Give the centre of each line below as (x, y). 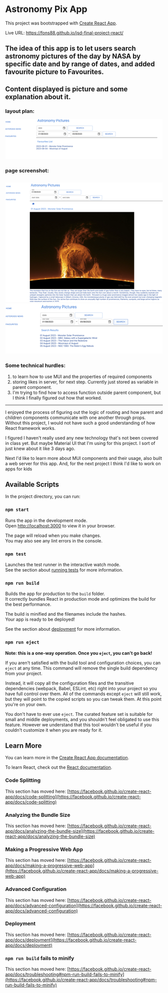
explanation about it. (38, 97)
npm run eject (22, 642)
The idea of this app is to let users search (70, 49)
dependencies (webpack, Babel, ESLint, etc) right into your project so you (81, 688)
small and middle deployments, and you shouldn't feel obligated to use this (82, 719)
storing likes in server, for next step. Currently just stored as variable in (85, 382)
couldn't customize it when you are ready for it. (54, 730)
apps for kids (19, 468)
